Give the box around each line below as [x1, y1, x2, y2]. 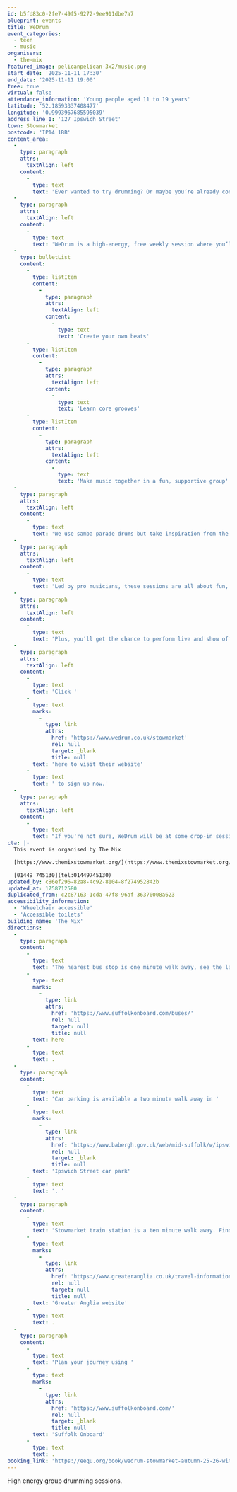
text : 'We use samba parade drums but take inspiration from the [32, 530, 229, 537]
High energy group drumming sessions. [7, 1476, 123, 1485]
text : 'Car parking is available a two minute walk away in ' [32, 1095, 219, 1103]
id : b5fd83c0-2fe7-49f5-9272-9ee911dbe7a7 [7, 10, 134, 18]
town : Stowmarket [7, 122, 59, 130]
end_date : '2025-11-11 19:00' [7, 76, 97, 84]
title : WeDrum [7, 23, 49, 30]
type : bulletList [20, 254, 71, 261]
